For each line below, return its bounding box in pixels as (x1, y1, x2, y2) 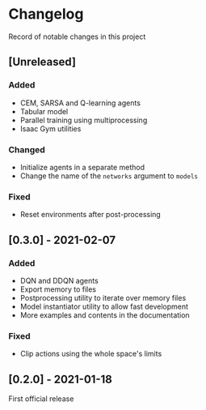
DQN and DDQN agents (19, 275, 99, 285)
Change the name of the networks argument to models (19, 171, 198, 181)
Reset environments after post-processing (19, 210, 162, 220)
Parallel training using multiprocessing (19, 115, 148, 125)
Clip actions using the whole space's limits (19, 349, 162, 359)
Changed (8, 143, 46, 155)
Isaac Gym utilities (19, 123, 82, 134)
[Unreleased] (8, 55, 77, 69)
